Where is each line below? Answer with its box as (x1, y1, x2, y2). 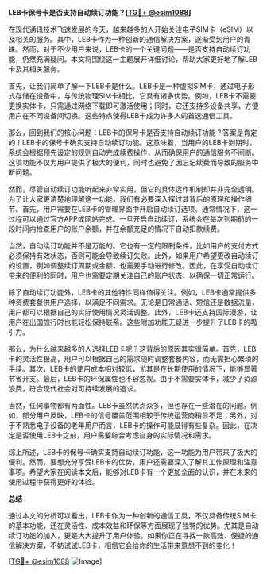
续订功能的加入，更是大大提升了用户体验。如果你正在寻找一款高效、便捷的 (8, 531, 252, 540)
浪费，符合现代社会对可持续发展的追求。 (8, 384, 141, 393)
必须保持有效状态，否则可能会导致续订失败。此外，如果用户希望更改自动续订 (8, 251, 259, 260)
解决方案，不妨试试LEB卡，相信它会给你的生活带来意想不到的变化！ (14, 541, 237, 550)
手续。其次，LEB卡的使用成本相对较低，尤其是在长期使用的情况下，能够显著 (8, 364, 258, 373)
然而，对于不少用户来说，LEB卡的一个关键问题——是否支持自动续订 (21, 44, 244, 54)
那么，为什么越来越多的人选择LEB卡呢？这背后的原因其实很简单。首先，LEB (8, 345, 257, 353)
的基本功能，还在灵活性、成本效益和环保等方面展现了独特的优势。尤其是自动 (8, 521, 259, 530)
